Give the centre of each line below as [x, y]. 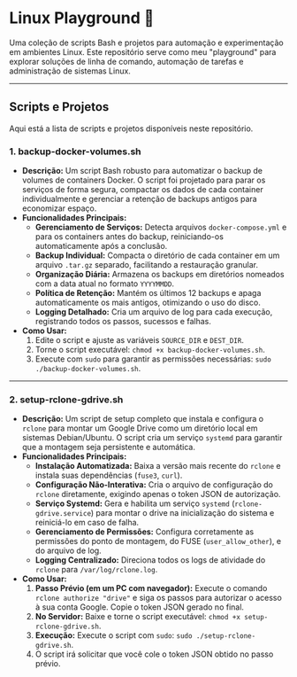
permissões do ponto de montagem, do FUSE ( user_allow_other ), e [158, 541]
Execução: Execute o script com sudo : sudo [114, 635]
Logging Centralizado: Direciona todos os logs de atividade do [150, 560]
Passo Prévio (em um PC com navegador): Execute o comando [151, 588]
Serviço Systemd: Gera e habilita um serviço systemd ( [135, 503]
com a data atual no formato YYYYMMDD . [105, 284]
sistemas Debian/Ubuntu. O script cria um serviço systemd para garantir [152, 438]
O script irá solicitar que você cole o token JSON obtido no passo [154, 654]
